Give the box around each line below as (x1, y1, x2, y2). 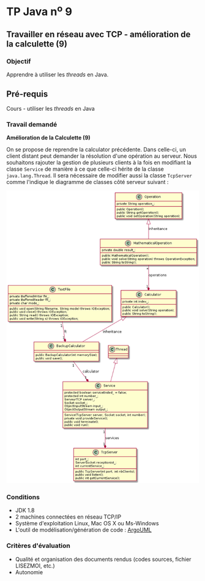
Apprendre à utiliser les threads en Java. (6, 71, 109, 78)
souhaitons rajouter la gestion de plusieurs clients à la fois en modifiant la (6, 159, 192, 166)
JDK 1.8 (15, 507, 35, 514)
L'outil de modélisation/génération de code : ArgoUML (15, 526, 152, 534)
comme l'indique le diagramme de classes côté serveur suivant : (6, 179, 169, 186)
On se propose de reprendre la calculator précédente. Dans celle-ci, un (6, 146, 187, 154)
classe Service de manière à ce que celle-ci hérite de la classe (6, 165, 164, 173)
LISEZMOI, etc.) (15, 562, 55, 569)
